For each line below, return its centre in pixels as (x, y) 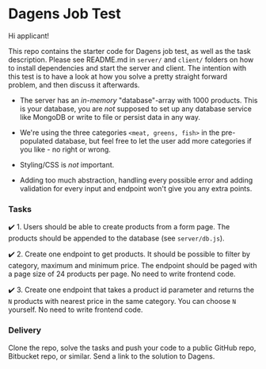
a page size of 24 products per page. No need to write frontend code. (122, 274)
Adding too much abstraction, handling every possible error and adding (136, 180)
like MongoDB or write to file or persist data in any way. (110, 117)
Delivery (25, 330)
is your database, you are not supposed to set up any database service (135, 109)
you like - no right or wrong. (65, 149)
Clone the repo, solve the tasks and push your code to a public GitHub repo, (132, 348)
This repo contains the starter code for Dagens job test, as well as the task (130, 51)
